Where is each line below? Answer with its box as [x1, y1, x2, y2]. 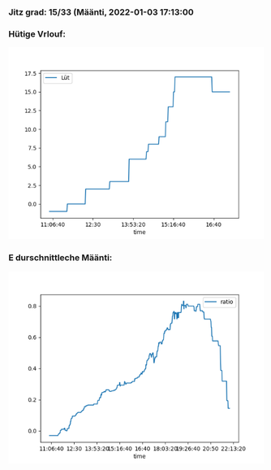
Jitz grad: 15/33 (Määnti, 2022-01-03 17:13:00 [8, 7, 194, 18]
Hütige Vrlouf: [8, 28, 67, 39]
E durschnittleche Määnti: [8, 252, 113, 263]
